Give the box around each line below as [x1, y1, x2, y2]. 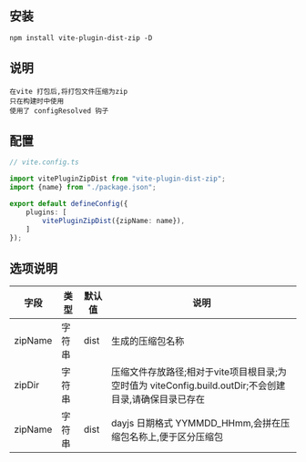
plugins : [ [25, 208, 67, 217]
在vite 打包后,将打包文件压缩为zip [9, 87, 128, 96]
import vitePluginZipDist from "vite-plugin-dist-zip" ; [9, 174, 226, 184]
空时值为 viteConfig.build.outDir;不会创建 [110, 379, 286, 392]
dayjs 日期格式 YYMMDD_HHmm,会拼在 [110, 417, 281, 430]
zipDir [14, 379, 39, 392]
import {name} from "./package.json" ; [9, 183, 157, 192]
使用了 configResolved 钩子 [9, 106, 109, 116]
